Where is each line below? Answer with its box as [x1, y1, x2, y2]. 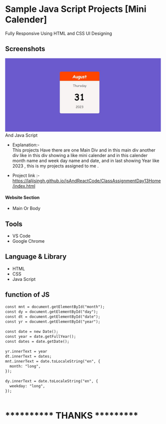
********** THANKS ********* [5, 410, 138, 421]
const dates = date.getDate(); [5, 339, 70, 344]
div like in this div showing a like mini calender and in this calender [12, 152, 148, 158]
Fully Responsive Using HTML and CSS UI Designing [5, 30, 112, 36]
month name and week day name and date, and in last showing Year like [12, 158, 160, 163]
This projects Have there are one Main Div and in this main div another [12, 147, 156, 153]
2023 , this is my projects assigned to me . [12, 162, 99, 169]
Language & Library [5, 253, 67, 261]
